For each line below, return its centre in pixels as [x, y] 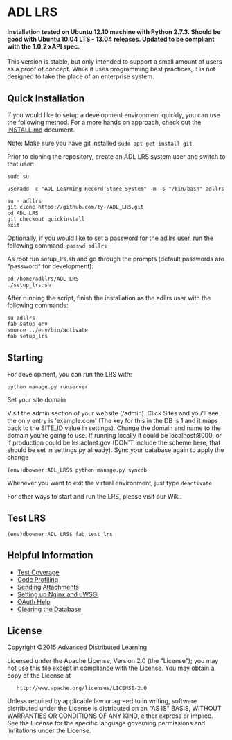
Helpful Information [50, 556]
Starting [25, 358]
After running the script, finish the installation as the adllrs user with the [109, 298]
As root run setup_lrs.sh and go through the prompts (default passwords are [116, 259]
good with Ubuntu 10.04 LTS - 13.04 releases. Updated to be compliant [111, 39]
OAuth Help [34, 601]
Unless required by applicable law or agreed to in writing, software [102, 701]
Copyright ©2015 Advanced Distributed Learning [77, 647]
